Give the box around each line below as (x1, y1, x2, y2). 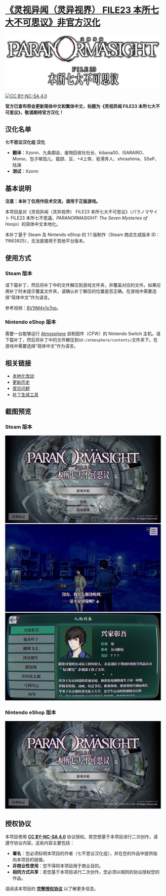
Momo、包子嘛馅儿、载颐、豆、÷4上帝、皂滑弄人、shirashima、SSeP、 (12, 156, 160, 162)
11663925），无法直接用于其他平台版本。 (5, 238, 87, 244)
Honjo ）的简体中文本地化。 (5, 221, 61, 227)
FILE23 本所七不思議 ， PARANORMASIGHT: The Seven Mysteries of (10, 215, 148, 221)
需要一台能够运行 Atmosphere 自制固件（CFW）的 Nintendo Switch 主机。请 (5, 331, 161, 337)
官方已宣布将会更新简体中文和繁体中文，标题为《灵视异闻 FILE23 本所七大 (5, 103, 156, 109)
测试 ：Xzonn (12, 168, 39, 174)
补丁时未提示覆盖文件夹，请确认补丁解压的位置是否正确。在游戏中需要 (9, 288, 152, 294)
